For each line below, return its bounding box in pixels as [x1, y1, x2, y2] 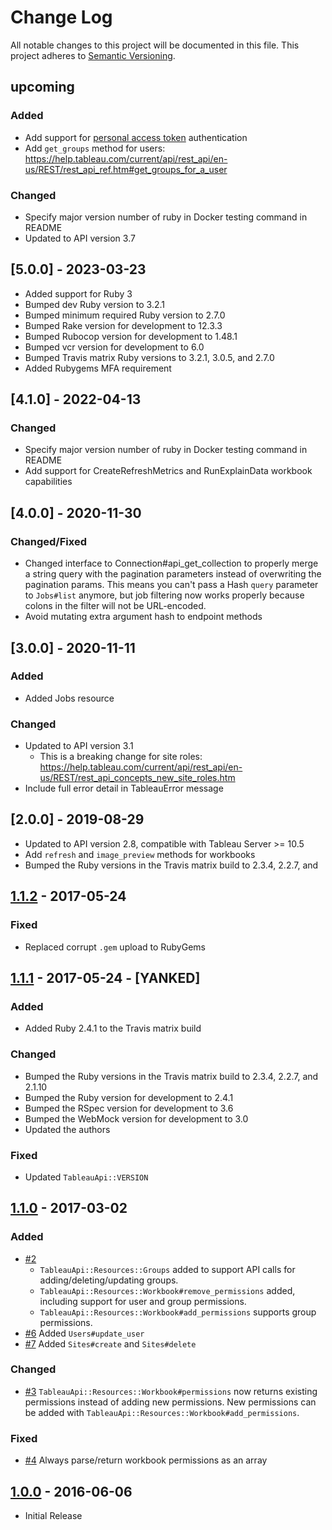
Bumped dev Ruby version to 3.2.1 [24, 298, 166, 310]
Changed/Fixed [10, 534, 87, 548]
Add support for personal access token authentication [24, 131, 248, 143]
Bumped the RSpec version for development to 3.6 [24, 1102, 234, 1114]
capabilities [24, 476, 73, 488]
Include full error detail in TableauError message [24, 782, 224, 795]
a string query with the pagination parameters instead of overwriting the [24, 568, 322, 580]
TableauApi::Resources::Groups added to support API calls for [39, 1263, 296, 1275]
